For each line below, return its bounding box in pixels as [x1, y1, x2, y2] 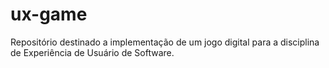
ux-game [10, 3, 88, 26]
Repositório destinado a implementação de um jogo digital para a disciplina [10, 36, 320, 48]
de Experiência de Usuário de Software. [10, 46, 175, 58]
